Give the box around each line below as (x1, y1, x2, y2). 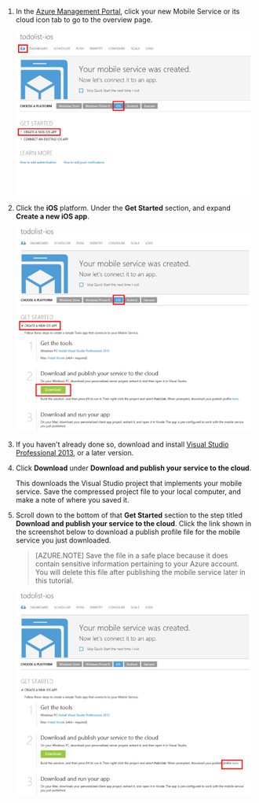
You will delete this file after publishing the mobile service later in (35, 567, 246, 576)
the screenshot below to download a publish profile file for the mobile (15, 527, 241, 536)
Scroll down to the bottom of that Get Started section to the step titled (15, 510, 243, 520)
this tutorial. (35, 576, 74, 585)
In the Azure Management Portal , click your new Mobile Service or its (15, 7, 240, 16)
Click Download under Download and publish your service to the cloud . (15, 463, 252, 473)
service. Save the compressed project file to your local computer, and (15, 487, 242, 496)
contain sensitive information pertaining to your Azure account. (35, 558, 239, 569)
